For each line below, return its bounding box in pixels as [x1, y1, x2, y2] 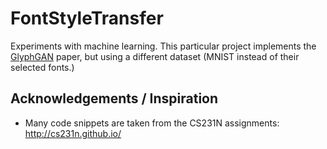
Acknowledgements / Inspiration [10, 90, 219, 107]
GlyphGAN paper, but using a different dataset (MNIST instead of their [10, 50, 300, 62]
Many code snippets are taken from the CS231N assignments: [24, 117, 280, 129]
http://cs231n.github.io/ [24, 127, 122, 139]
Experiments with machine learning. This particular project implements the [10, 40, 317, 52]
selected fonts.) [10, 61, 75, 73]
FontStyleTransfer [10, 7, 164, 30]
